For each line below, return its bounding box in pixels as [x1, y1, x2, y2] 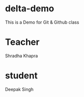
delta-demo [5, 3, 55, 14]
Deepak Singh [5, 86, 34, 92]
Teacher [5, 36, 40, 48]
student [5, 70, 38, 81]
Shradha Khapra [5, 53, 38, 59]
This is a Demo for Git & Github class [5, 19, 80, 25]
